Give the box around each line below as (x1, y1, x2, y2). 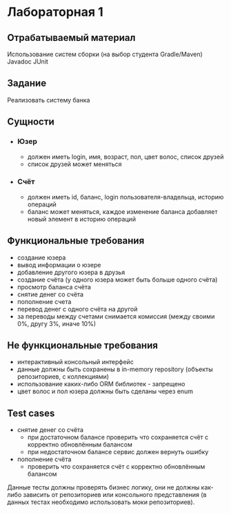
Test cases (7, 407, 55, 419)
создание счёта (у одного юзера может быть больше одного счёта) (17, 275, 218, 284)
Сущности (7, 116, 55, 128)
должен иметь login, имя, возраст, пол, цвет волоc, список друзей (27, 152, 224, 161)
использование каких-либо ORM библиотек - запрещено (17, 380, 185, 388)
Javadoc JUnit (7, 57, 48, 66)
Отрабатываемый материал (7, 32, 136, 44)
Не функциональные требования (7, 340, 159, 351)
